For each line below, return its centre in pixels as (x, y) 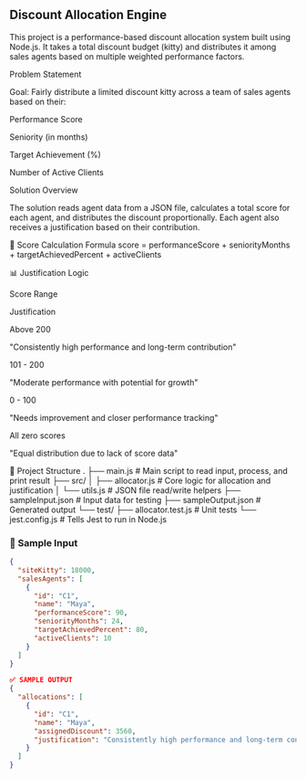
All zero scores (37, 435)
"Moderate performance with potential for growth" (104, 382)
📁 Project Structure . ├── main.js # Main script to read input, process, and (149, 470)
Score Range (34, 294)
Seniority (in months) (49, 137)
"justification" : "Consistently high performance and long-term (158, 740)
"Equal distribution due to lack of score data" (94, 453)
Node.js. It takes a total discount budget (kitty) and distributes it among (143, 47)
